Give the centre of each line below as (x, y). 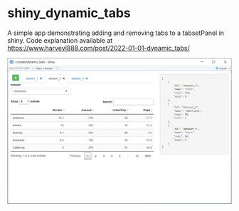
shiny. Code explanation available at (60, 40)
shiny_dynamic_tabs (69, 13)
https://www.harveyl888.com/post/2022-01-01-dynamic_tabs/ (99, 48)
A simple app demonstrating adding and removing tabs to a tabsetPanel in (116, 33)
